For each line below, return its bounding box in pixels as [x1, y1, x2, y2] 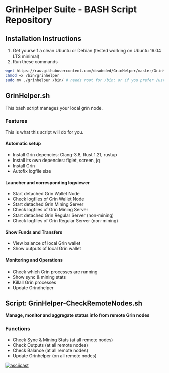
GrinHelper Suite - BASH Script [5, 4, 137, 15]
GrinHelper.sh [5, 92, 50, 100]
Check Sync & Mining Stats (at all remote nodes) [12, 337, 113, 343]
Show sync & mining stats [12, 274, 66, 280]
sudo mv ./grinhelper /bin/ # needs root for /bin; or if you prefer [5, 77, 154, 83]
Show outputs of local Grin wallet [12, 246, 81, 252]
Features [5, 118, 28, 125]
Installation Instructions [5, 34, 82, 43]
